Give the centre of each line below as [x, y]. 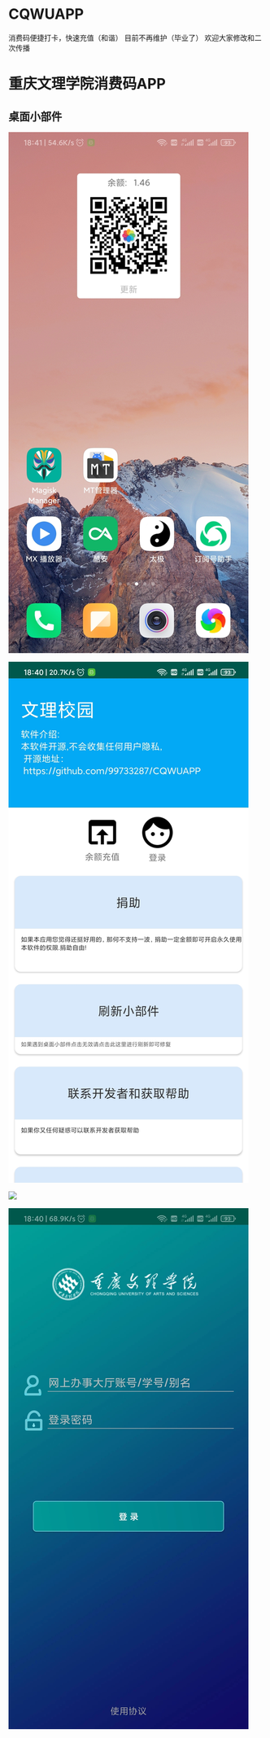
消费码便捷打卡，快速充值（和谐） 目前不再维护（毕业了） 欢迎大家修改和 [131, 37]
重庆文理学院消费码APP [87, 84]
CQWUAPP [46, 14]
